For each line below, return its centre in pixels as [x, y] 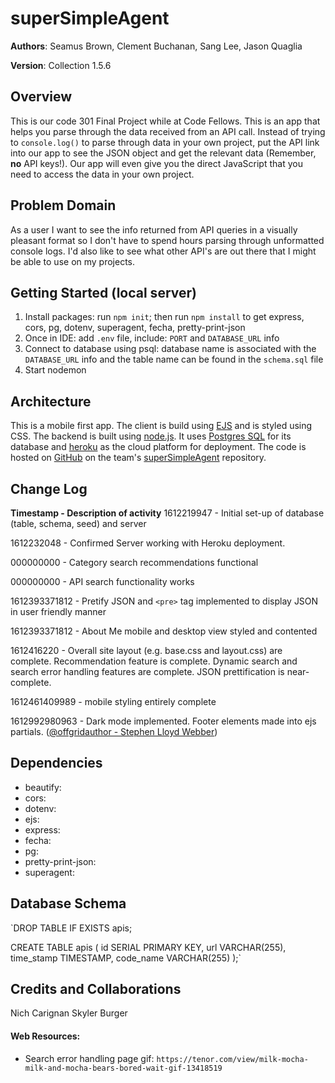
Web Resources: [45, 1036]
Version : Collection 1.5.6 [61, 65]
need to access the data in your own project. [102, 174]
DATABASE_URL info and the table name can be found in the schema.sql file [174, 359]
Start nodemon [55, 370]
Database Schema [68, 903]
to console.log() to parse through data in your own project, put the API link [165, 142]
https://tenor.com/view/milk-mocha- [232, 1059]
